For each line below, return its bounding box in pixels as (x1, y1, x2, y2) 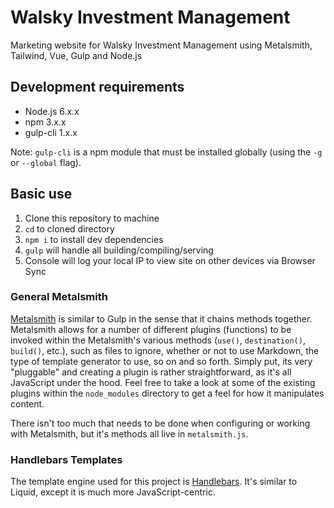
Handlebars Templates (10, 452, 123, 466)
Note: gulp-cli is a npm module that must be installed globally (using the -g (10, 146, 323, 158)
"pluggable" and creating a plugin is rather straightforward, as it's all (10, 366, 292, 378)
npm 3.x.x (24, 116, 67, 128)
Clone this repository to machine (24, 212, 160, 224)
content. (10, 397, 45, 410)
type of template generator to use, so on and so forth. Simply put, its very (10, 355, 313, 367)
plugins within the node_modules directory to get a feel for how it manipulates (10, 387, 325, 399)
